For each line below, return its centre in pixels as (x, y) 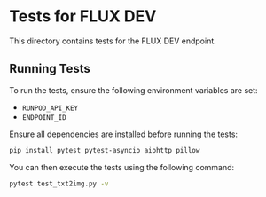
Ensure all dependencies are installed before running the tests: (123, 134)
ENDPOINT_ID (44, 117)
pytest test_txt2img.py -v (59, 184)
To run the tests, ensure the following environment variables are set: (134, 90)
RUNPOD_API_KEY (50, 108)
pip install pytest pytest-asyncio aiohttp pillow (105, 150)
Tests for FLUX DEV (83, 16)
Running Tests (50, 69)
